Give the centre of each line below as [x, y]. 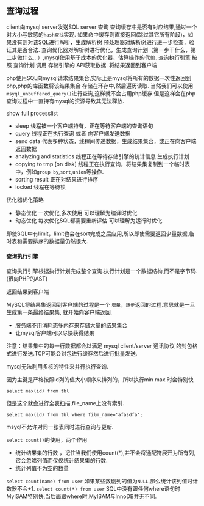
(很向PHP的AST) [27, 279]
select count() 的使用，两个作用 [47, 440]
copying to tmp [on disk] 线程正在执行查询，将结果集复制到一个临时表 [103, 164]
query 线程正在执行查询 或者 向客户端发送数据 [73, 133]
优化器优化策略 [25, 200]
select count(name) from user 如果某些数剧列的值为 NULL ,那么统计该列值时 [100, 481]
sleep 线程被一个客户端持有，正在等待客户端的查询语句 [84, 126]
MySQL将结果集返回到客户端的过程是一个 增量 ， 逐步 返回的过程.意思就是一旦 [101, 305]
